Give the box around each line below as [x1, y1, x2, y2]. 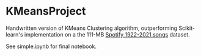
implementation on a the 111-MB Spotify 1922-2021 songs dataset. [24, 30, 190, 38]
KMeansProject [5, 4, 86, 18]
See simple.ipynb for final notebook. [5, 43, 97, 50]
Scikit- [178, 24, 195, 32]
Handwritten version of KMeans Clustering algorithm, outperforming [5, 24, 178, 32]
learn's [5, 30, 23, 38]
